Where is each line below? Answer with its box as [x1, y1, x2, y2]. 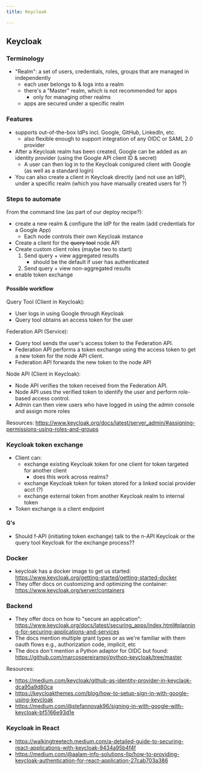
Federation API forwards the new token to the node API [14, 359, 151, 366]
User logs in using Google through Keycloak [14, 310, 124, 317]
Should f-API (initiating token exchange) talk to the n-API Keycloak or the [14, 533, 195, 540]
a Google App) [14, 226, 51, 233]
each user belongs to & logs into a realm [23, 81, 124, 88]
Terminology [6, 54, 44, 63]
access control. [32, 395, 70, 402]
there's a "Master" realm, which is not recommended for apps [23, 87, 177, 94]
